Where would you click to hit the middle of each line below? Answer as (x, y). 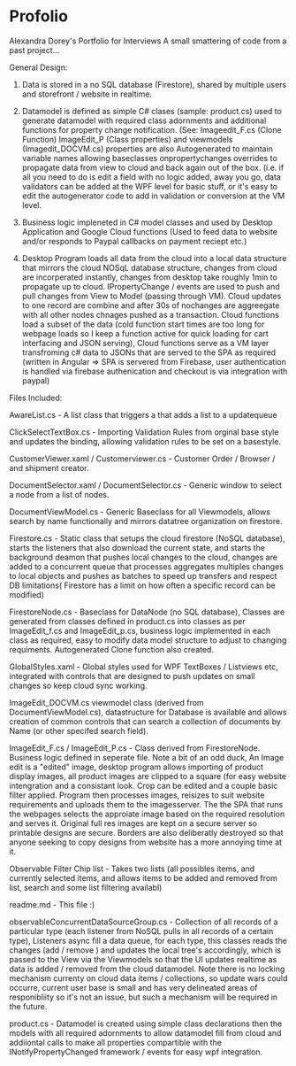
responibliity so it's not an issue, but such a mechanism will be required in (144, 997)
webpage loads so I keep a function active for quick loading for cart (145, 333)
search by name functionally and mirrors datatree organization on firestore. (146, 521)
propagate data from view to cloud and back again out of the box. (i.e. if (153, 167)
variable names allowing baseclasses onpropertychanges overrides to (150, 158)
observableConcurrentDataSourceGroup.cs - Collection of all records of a (144, 922)
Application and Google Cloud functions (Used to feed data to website (150, 231)
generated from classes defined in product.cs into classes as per (127, 621)
